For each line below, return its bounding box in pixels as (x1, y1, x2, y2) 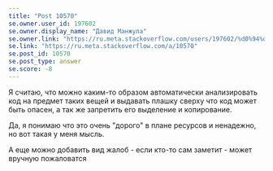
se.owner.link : (8, 34, 60, 43)
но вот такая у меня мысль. (8, 129, 105, 138)
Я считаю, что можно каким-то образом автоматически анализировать (8, 87, 258, 97)
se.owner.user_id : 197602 (8, 20, 96, 28)
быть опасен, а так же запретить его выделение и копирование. (8, 104, 232, 114)
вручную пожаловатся (8, 153, 87, 163)
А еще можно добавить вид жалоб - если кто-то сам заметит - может (8, 144, 253, 155)
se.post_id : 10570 (8, 50, 71, 58)
